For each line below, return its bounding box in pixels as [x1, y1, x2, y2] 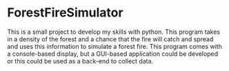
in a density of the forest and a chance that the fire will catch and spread [7, 34, 214, 43]
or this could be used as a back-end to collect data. [7, 57, 154, 65]
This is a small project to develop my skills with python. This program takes [7, 28, 221, 36]
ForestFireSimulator [7, 5, 123, 21]
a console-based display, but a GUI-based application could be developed [7, 50, 219, 58]
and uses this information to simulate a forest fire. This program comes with [7, 42, 222, 50]
